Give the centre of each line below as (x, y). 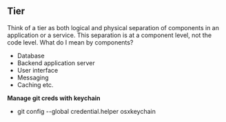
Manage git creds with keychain (54, 98)
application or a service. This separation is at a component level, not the (110, 35)
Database (31, 56)
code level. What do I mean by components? (70, 42)
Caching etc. (35, 84)
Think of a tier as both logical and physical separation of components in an (113, 27)
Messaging (33, 77)
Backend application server (56, 63)
